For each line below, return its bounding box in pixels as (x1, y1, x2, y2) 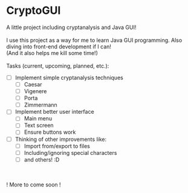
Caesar (24, 81, 42, 88)
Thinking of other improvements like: (15, 136, 107, 143)
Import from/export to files (24, 142, 91, 149)
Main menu (24, 115, 53, 122)
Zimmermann (24, 101, 57, 109)
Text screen (24, 122, 54, 129)
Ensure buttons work (24, 128, 76, 136)
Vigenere (24, 88, 47, 95)
